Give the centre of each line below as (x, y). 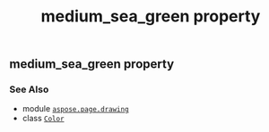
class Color (43, 119)
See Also (29, 89)
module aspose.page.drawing (75, 109)
